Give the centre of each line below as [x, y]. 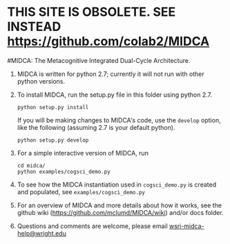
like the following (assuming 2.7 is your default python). [96, 127]
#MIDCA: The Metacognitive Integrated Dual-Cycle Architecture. [99, 60]
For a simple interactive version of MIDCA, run [83, 153]
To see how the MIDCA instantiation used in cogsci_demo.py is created [116, 185]
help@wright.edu [42, 233]
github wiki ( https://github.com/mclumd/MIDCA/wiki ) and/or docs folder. [120, 212]
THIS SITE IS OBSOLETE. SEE [92, 12]
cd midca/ [31, 166]
